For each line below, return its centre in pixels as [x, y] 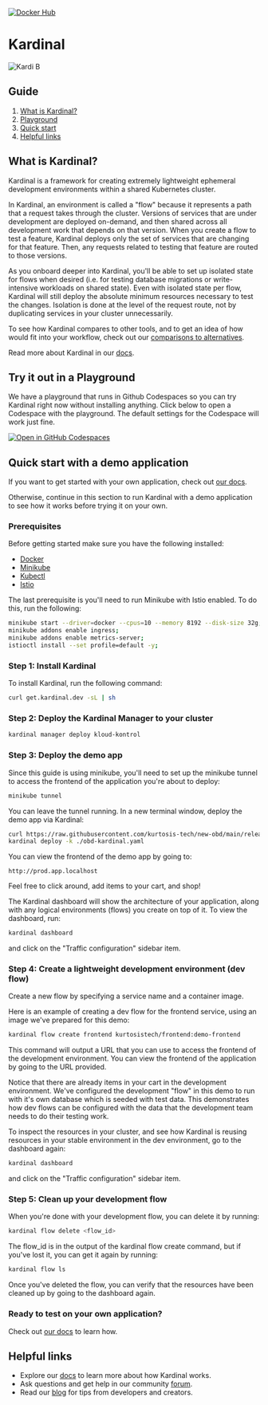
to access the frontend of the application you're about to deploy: [114, 781]
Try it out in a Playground [72, 378]
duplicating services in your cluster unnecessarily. [91, 313]
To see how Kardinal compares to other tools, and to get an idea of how [126, 329]
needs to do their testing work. [59, 1116]
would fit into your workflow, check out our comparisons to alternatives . [126, 337]
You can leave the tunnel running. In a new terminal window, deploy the [125, 811]
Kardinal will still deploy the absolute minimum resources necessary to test [131, 296]
